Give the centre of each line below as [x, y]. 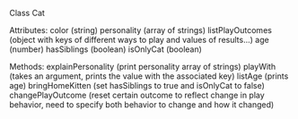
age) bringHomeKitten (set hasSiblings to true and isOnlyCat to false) [137, 85]
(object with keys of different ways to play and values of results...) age [139, 40]
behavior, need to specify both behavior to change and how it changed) [142, 105]
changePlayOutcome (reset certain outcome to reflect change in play [137, 95]
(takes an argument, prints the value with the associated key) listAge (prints [149, 76]
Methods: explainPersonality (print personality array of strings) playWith [143, 67]
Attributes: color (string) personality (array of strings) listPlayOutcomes [140, 30]
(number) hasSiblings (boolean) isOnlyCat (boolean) [105, 49]
